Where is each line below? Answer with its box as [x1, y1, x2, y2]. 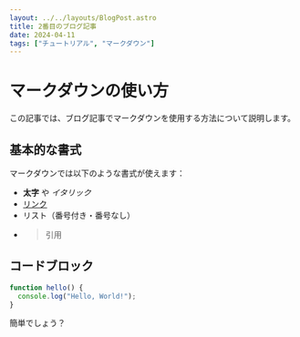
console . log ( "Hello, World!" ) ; [17, 291, 137, 301]
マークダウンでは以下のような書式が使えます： [9, 168, 185, 179]
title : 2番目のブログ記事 [9, 22, 98, 31]
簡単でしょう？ [9, 318, 66, 329]
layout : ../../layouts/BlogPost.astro [9, 13, 157, 23]
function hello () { [9, 283, 84, 292]
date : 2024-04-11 [9, 30, 76, 39]
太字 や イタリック [22, 188, 92, 198]
